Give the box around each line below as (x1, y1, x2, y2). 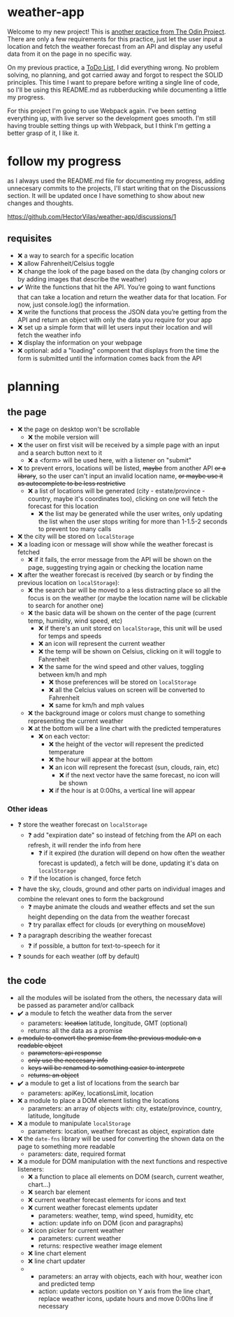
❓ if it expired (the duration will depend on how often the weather (38, 848, 226, 857)
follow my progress (7, 153, 122, 169)
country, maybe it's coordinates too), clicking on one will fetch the (27, 494, 219, 502)
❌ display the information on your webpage (17, 338, 142, 346)
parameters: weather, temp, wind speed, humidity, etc (38, 1211, 194, 1220)
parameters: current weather (38, 1234, 122, 1242)
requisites (7, 232, 52, 245)
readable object (17, 1041, 63, 1050)
